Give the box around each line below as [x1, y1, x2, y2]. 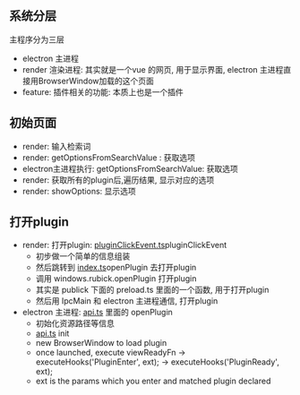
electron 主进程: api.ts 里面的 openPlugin [21, 307, 173, 318]
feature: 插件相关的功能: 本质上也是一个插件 [21, 86, 184, 97]
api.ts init [35, 328, 70, 339]
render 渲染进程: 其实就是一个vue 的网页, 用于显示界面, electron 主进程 [21, 64, 284, 74]
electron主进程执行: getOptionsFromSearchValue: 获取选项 [21, 163, 239, 174]
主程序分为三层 [9, 34, 64, 45]
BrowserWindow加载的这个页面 [38, 75, 155, 86]
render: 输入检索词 [21, 141, 91, 151]
